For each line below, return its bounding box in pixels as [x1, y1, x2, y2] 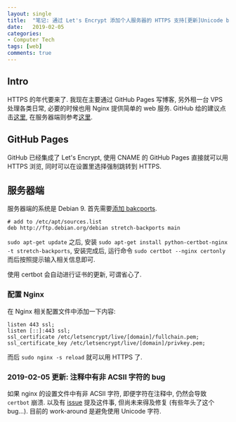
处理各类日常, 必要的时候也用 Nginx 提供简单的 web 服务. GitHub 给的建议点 [7, 103, 226, 113]
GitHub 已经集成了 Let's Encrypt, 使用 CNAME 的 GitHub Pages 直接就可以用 [7, 153, 228, 162]
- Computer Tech [7, 37, 55, 44]
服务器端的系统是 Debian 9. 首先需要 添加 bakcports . [7, 205, 157, 213]
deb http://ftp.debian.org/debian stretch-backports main [7, 224, 181, 232]
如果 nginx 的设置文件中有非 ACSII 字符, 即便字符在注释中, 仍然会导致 [7, 389, 207, 397]
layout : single [7, 10, 52, 18]
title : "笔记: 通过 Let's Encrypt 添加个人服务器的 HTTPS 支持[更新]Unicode [7, 17, 223, 24]
